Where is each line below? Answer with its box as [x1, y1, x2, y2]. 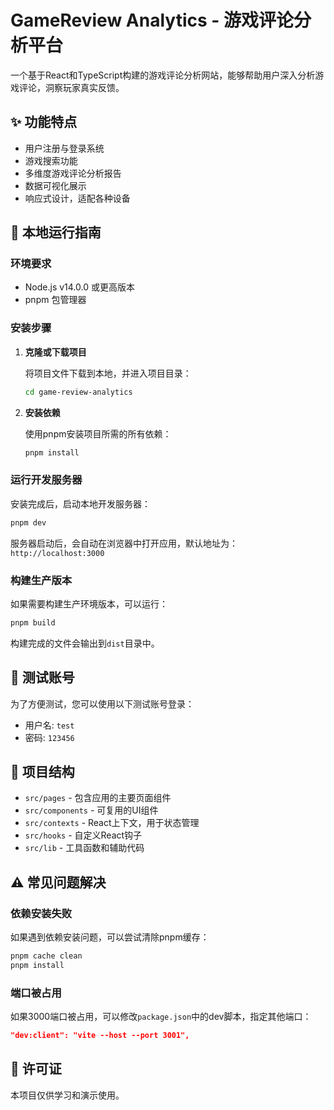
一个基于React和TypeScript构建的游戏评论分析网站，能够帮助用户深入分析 [10, 69, 316, 81]
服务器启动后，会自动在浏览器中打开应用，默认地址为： [10, 537, 238, 549]
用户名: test [24, 719, 75, 731]
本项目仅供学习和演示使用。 [10, 1089, 125, 1101]
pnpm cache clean [10, 951, 83, 961]
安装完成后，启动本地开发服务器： [10, 497, 151, 510]
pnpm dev [10, 517, 47, 528]
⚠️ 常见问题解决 [10, 874, 107, 891]
